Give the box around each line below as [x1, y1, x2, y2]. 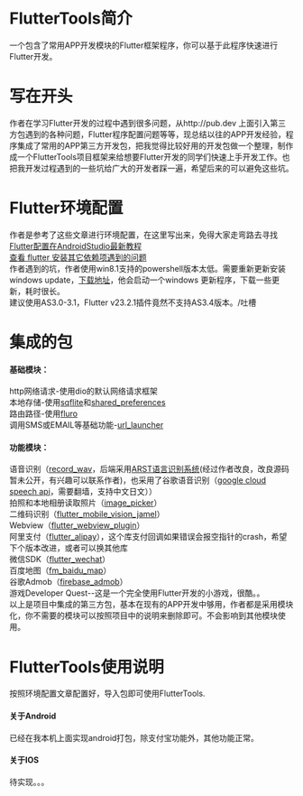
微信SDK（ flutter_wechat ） [9, 554, 111, 565]
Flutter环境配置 [9, 198, 124, 218]
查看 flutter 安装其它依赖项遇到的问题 [9, 252, 147, 263]
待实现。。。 [9, 776, 50, 787]
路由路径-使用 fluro [9, 408, 78, 420]
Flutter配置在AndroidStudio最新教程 [9, 240, 142, 251]
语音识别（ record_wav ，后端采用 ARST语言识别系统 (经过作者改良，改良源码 [9, 464, 290, 475]
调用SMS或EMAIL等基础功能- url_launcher [9, 420, 164, 430]
